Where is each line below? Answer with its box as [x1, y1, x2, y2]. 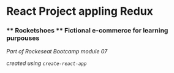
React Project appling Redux [6, 4, 153, 18]
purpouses [6, 34, 40, 42]
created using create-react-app [6, 60, 87, 67]
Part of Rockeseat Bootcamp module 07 [6, 48, 108, 55]
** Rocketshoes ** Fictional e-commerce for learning [6, 26, 168, 35]
